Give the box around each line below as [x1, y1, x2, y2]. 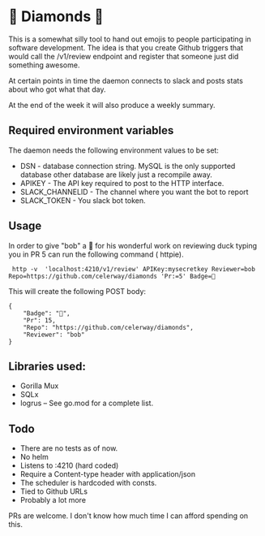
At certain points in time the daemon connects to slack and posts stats [8, 76, 243, 85]
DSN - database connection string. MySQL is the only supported [19, 161, 236, 171]
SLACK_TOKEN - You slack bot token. [19, 195, 146, 205]
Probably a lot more [19, 495, 87, 505]
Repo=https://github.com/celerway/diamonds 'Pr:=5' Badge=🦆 [8, 272, 216, 280]
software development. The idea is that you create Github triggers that [8, 42, 244, 52]
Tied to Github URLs [19, 486, 88, 496]
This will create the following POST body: [8, 286, 147, 296]
